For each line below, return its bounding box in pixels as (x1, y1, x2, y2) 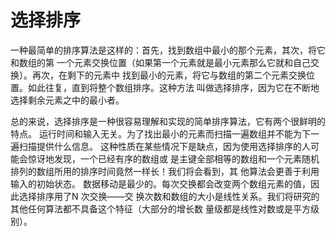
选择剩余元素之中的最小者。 (10, 94, 125, 106)
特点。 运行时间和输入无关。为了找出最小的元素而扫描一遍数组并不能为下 (10, 127, 311, 140)
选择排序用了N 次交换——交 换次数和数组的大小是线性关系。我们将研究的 (18, 190, 320, 202)
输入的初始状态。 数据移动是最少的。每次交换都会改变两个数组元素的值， (10, 177, 311, 190)
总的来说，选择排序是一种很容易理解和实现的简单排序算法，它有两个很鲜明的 (10, 115, 326, 127)
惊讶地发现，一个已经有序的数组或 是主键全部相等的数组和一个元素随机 (27, 152, 320, 165)
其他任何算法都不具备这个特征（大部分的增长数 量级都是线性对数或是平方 (10, 202, 311, 215)
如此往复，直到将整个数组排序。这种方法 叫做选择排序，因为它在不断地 (27, 81, 320, 93)
